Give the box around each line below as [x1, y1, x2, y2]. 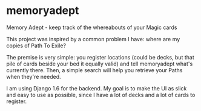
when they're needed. [6, 73, 61, 80]
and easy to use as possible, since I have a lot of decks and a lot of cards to [6, 91, 196, 98]
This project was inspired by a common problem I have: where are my [6, 35, 180, 42]
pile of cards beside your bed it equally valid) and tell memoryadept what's [6, 60, 193, 67]
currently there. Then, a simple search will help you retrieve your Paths [6, 66, 183, 73]
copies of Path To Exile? [6, 42, 67, 49]
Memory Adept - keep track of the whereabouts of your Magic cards [6, 24, 177, 31]
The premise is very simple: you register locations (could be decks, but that [6, 53, 195, 61]
